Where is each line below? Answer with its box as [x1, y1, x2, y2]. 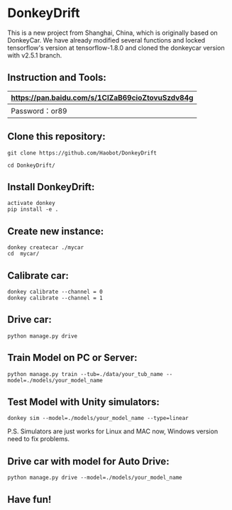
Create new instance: [7, 225, 104, 237]
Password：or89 [11, 106, 67, 116]
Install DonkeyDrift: [7, 181, 95, 193]
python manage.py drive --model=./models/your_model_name [7, 474, 182, 482]
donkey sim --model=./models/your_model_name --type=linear [7, 415, 189, 422]
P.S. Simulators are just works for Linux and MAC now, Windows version [7, 427, 219, 436]
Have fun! [7, 493, 52, 505]
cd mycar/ [7, 250, 40, 257]
